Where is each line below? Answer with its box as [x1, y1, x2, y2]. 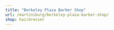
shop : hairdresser [5, 17, 45, 22]
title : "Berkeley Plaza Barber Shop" [5, 7, 86, 13]
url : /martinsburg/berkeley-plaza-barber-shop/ [5, 12, 109, 17]
